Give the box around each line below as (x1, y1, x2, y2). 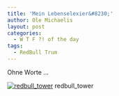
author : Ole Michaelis (7, 17, 73, 24)
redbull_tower (54, 81, 94, 90)
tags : (7, 42, 23, 49)
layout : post (7, 23, 45, 30)
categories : (7, 29, 42, 37)
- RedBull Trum (13, 49, 58, 56)
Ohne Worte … (7, 67, 49, 77)
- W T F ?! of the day (13, 36, 79, 43)
